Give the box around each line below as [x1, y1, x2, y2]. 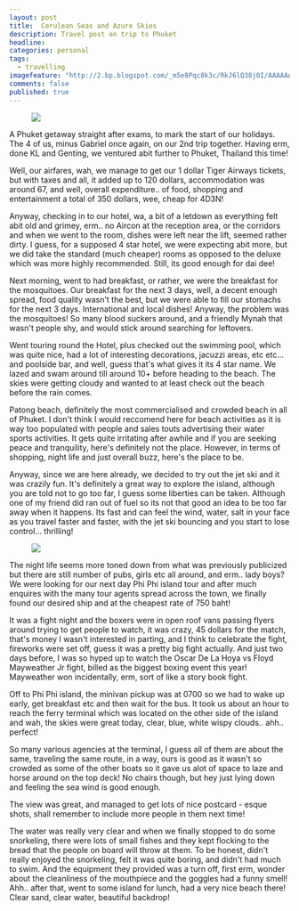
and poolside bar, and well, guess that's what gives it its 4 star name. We [9, 358, 277, 370]
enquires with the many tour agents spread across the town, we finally [9, 588, 267, 598]
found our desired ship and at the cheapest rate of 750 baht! [9, 598, 231, 608]
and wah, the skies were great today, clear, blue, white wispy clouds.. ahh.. [9, 717, 285, 728]
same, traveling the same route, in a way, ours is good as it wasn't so [9, 753, 263, 764]
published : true [9, 87, 69, 96]
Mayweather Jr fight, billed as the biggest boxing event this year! [9, 662, 247, 672]
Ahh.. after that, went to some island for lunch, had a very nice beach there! [9, 883, 287, 893]
